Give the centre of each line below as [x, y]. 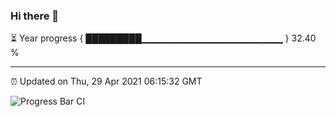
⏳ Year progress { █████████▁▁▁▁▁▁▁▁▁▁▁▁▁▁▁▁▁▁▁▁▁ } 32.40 [163, 38]
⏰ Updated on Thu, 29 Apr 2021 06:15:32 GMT [106, 81]
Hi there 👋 [35, 16]
